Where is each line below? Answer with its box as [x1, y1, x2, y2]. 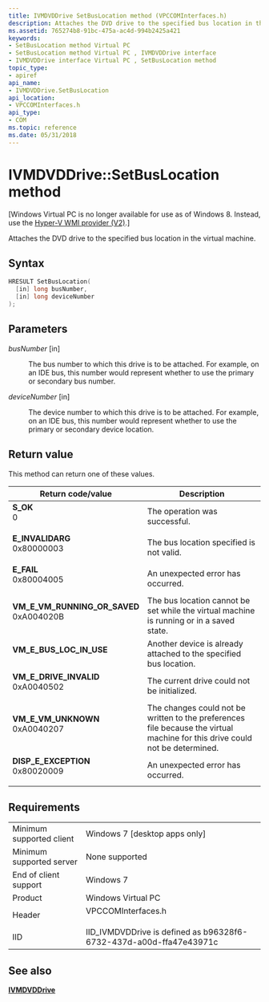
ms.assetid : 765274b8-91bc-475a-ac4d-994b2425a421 [8, 26, 181, 34]
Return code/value [39, 488, 112, 499]
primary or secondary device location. [28, 424, 155, 434]
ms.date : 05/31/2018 [8, 131, 78, 139]
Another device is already [147, 638, 243, 649]
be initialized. [147, 685, 198, 696]
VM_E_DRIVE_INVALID [12, 671, 100, 682]
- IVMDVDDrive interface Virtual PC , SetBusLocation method [8, 57, 217, 65]
